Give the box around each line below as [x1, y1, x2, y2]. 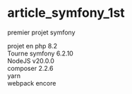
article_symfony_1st [7, 5, 125, 21]
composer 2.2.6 [7, 64, 54, 72]
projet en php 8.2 [7, 41, 58, 50]
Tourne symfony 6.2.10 [7, 49, 74, 58]
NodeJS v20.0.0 [7, 56, 55, 65]
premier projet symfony [7, 28, 76, 36]
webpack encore [7, 79, 56, 87]
